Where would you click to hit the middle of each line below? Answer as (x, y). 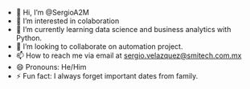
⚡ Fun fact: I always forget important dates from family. (107, 76)
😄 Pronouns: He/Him (51, 67)
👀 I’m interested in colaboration (68, 21)
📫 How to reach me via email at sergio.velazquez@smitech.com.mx (129, 55)
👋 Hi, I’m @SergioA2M (53, 12)
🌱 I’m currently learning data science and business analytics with (123, 29)
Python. (29, 38)
